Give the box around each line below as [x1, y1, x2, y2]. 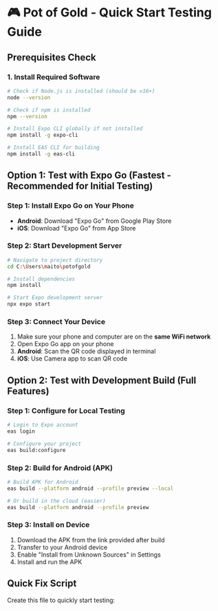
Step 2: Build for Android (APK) [7, 463, 113, 473]
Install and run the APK [17, 557, 83, 566]
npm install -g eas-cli [7, 151, 76, 158]
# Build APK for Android [7, 478, 78, 485]
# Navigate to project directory [7, 257, 103, 264]
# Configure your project [7, 440, 81, 447]
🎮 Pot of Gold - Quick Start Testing [7, 5, 212, 21]
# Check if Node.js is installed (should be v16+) [7, 87, 155, 94]
